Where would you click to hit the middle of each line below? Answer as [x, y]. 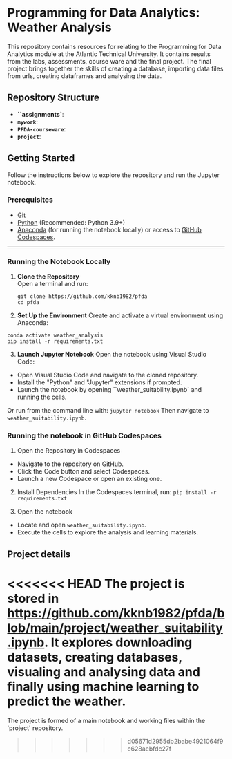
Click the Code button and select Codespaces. [84, 471]
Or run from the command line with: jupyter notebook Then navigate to [108, 411]
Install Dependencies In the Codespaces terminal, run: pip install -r [117, 492]
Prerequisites [30, 200]
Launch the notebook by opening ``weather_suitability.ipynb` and [109, 390]
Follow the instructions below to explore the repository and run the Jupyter [113, 175]
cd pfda [28, 303]
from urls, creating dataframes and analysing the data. [85, 76]
